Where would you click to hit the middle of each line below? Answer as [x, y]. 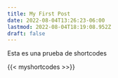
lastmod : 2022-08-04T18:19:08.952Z [59, 27]
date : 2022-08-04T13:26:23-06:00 [56, 20]
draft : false [26, 33]
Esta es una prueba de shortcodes [57, 53]
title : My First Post [39, 14]
